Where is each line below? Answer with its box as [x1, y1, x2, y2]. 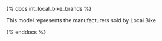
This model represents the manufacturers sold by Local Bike [6, 17, 156, 24]
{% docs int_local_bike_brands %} [6, 5, 92, 12]
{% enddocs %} [6, 28, 47, 36]
